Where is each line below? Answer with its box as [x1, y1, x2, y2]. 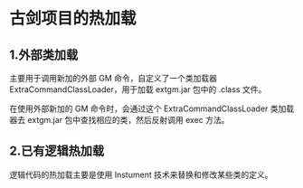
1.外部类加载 [9, 47, 79, 62]
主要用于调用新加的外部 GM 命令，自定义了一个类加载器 [9, 73, 217, 83]
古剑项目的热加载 [9, 8, 137, 29]
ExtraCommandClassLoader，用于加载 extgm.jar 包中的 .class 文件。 [9, 84, 267, 95]
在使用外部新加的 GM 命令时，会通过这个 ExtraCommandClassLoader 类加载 [9, 103, 295, 114]
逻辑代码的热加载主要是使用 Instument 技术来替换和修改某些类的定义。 [9, 169, 273, 180]
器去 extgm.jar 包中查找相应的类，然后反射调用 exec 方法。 [9, 115, 230, 125]
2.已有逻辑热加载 [9, 144, 105, 159]
